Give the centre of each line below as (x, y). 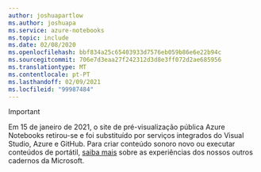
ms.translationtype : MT (48, 67)
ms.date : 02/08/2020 (42, 45)
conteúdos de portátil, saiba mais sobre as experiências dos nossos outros (131, 152)
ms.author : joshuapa (42, 23)
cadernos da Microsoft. (46, 161)
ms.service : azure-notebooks (56, 30)
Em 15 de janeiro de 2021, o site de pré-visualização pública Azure (117, 127)
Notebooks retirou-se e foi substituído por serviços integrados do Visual (126, 136)
